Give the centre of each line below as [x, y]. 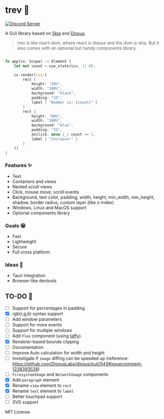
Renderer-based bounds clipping [46, 342]
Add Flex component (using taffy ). [47, 336]
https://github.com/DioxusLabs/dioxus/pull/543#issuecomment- [77, 364]
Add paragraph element [36, 380]
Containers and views [34, 181]
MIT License [18, 412]
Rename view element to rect [42, 385]
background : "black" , [54, 93]
